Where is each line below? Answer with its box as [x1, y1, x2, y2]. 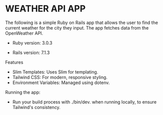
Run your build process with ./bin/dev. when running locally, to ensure [12, 98, 156, 105]
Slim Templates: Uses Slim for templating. [12, 68, 98, 75]
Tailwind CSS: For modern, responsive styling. [12, 74, 107, 80]
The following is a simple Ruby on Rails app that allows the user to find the [5, 19, 158, 25]
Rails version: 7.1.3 [12, 49, 50, 55]
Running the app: [5, 89, 41, 95]
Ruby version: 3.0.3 [12, 39, 52, 45]
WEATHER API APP [5, 3, 86, 14]
